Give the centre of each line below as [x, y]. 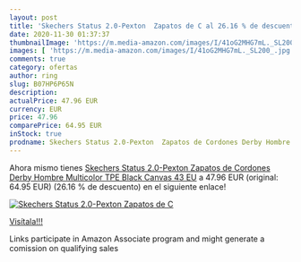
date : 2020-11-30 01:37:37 [60, 34]
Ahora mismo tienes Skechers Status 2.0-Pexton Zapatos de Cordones [140, 167]
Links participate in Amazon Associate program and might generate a [137, 239]
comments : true [38, 59]
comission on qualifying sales [64, 248]
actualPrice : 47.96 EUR [54, 101]
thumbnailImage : [39, 42]
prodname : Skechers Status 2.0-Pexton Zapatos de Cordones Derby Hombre [150, 142]
